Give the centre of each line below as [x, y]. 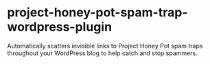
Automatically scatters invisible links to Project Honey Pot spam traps [105, 46]
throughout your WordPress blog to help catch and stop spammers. [102, 53]
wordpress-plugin [59, 27]
